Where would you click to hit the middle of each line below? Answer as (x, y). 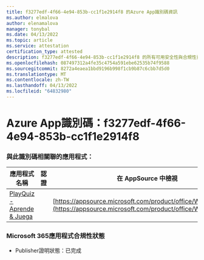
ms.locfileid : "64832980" (39, 91)
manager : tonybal (28, 29)
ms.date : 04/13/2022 (32, 35)
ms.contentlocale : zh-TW (38, 80)
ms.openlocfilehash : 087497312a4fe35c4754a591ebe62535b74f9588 (88, 63)
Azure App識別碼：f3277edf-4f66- (96, 123)
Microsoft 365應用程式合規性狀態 (56, 236)
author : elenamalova (32, 23)
